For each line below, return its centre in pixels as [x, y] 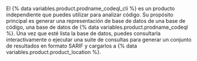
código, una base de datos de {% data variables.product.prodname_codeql [97, 27]
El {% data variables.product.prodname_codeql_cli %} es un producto [91, 9]
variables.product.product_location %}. [54, 52]
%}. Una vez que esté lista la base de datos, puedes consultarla [83, 33]
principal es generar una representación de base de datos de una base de [96, 21]
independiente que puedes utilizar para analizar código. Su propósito [90, 15]
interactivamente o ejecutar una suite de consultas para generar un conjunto [99, 40]
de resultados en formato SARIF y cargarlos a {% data [71, 46]
